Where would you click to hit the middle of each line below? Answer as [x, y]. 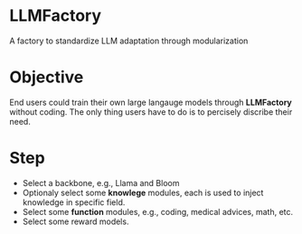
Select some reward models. [75, 221]
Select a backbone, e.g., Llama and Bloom [101, 183]
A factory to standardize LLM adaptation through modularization [129, 41]
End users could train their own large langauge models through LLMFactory [151, 102]
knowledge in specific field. [74, 202]
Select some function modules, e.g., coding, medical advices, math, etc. [158, 211]
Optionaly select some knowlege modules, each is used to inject [143, 192]
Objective [47, 77]
